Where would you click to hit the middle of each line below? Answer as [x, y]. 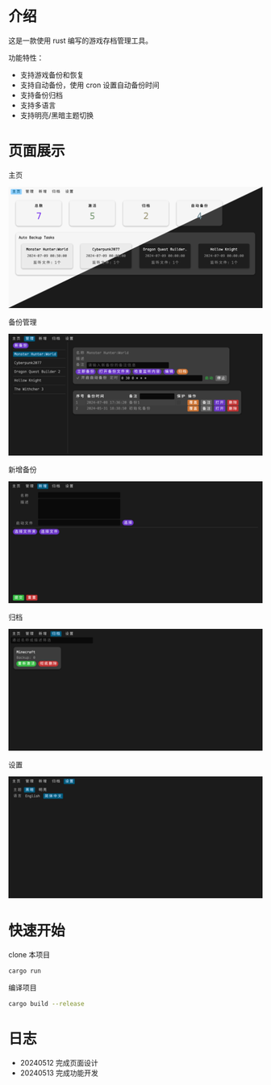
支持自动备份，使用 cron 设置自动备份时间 [90, 85]
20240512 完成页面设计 [59, 1062]
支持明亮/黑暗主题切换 [57, 115]
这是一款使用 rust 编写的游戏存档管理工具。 [81, 40]
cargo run [25, 971]
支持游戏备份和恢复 [52, 74]
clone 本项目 [29, 955]
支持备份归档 [41, 95]
